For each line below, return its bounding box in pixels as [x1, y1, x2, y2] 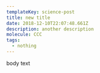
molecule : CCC [6, 32, 43, 38]
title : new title [6, 15, 51, 21]
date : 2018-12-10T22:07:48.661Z [6, 20, 88, 26]
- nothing [12, 43, 37, 49]
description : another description [6, 26, 95, 32]
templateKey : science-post [6, 9, 75, 15]
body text [6, 59, 30, 67]
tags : [6, 37, 20, 43]
